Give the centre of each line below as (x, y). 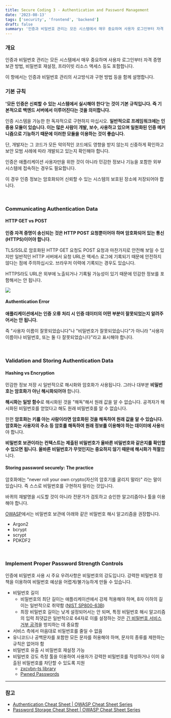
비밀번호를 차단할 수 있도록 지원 (53, 663)
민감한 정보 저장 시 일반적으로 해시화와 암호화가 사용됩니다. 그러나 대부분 (77, 385)
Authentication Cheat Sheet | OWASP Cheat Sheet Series (73, 704)
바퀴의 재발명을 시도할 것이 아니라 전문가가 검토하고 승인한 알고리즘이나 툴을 (81, 497)
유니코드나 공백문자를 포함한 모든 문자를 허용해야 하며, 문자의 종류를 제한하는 (89, 637)
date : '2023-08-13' (26, 15)
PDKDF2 (22, 540)
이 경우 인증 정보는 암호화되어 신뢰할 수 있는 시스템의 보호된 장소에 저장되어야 (82, 179)
